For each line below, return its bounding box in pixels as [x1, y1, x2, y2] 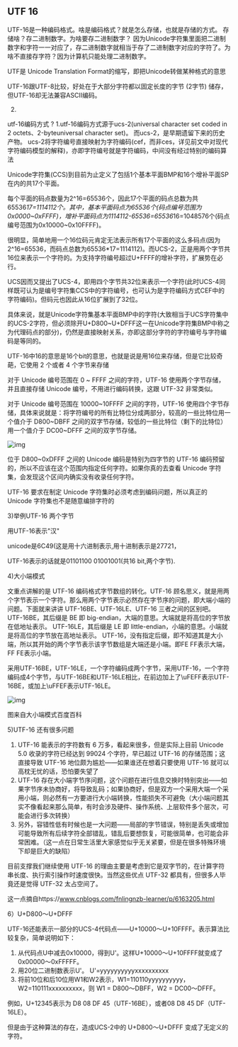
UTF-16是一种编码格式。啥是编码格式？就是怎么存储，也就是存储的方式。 [7, 25, 222, 34]
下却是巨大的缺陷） [17, 847, 74, 855]
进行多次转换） [30, 811, 74, 820]
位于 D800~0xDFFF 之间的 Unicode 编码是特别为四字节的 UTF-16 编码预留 [7, 455, 225, 463]
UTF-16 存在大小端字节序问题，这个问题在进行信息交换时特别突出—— [17, 776, 222, 784]
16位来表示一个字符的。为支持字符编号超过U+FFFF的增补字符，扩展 [7, 253, 205, 261]
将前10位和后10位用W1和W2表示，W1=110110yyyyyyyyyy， [17, 975, 190, 983]
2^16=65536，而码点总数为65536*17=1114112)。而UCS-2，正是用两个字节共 [7, 244, 230, 253]
